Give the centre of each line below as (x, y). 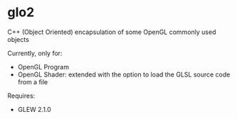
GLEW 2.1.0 (34, 109)
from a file (33, 81)
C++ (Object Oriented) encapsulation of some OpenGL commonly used (112, 32)
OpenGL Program (43, 67)
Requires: (21, 96)
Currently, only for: (35, 53)
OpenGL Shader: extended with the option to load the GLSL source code (124, 74)
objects (19, 39)
